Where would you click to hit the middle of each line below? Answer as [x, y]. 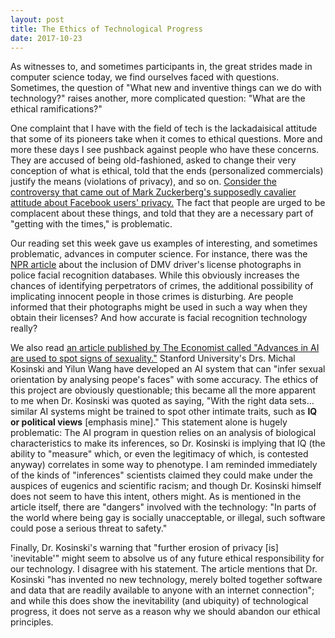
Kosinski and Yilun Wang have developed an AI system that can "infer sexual [168, 369]
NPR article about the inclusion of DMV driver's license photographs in [156, 265]
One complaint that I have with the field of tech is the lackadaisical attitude [164, 128]
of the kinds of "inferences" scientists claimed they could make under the [161, 475]
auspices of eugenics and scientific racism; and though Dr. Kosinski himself [166, 486]
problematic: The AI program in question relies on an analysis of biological [163, 433]
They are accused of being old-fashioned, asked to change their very [153, 160]
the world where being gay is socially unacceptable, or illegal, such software [168, 518]
